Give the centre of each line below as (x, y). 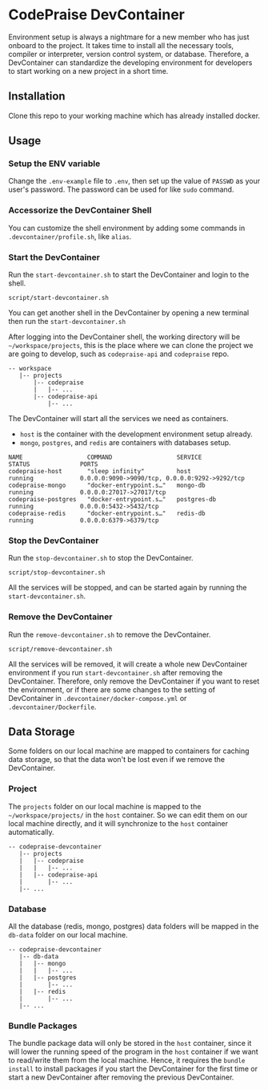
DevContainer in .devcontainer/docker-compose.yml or (98, 698)
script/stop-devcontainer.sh (57, 573)
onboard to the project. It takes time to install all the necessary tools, (121, 45)
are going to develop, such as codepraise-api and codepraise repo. (119, 354)
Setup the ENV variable (54, 164)
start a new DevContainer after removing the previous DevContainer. (121, 1077)
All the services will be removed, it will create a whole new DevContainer (128, 664)
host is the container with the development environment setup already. (136, 434)
